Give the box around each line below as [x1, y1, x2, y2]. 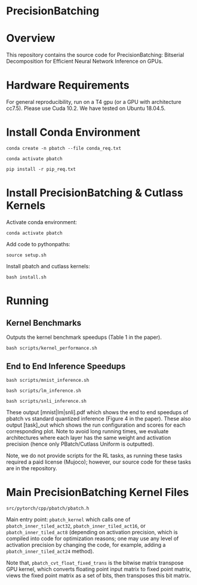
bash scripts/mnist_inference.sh [6, 377, 90, 383]
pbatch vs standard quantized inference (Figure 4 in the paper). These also [6, 415, 191, 422]
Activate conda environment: [6, 218, 78, 225]
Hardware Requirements [6, 79, 130, 92]
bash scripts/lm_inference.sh [6, 387, 82, 394]
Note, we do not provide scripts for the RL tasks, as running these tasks [6, 452, 183, 459]
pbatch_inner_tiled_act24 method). [6, 547, 94, 555]
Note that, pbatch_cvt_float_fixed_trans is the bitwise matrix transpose [6, 559, 184, 566]
